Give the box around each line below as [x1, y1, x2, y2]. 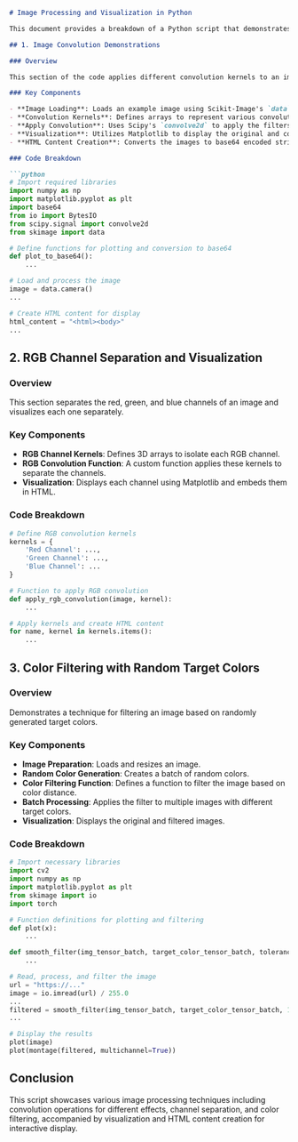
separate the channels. [21, 468, 106, 479]
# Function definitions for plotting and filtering [9, 915, 204, 924]
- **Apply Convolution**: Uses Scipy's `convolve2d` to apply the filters [9, 121, 292, 130]
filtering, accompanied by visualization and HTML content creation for [9, 1113, 265, 1124]
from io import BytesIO [9, 211, 98, 220]
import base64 [9, 203, 62, 212]
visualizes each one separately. [9, 406, 124, 417]
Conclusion [9, 1071, 74, 1086]
